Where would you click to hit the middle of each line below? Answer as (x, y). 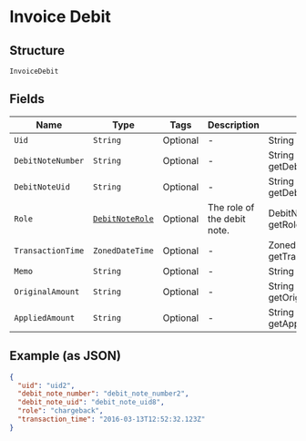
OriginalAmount (47, 292)
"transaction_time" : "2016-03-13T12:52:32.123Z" (112, 419)
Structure (37, 51)
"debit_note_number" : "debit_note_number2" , (103, 394)
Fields (27, 99)
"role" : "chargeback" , (61, 411)
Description (234, 125)
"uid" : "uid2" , (46, 385)
